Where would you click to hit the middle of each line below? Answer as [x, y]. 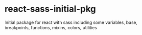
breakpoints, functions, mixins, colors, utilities [51, 27]
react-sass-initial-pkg [50, 9]
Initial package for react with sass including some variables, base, [71, 22]
